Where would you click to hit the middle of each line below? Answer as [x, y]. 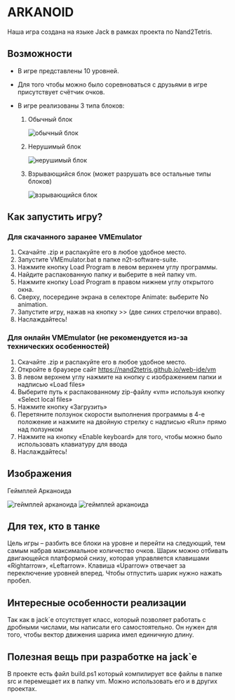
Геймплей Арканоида [39, 490]
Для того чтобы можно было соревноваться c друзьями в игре [112, 84]
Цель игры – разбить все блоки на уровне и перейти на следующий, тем [116, 543]
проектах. [22, 688]
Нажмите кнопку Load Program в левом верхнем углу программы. [117, 267]
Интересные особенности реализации [97, 603]
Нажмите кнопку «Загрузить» [62, 407]
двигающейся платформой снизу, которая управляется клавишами [108, 558]
